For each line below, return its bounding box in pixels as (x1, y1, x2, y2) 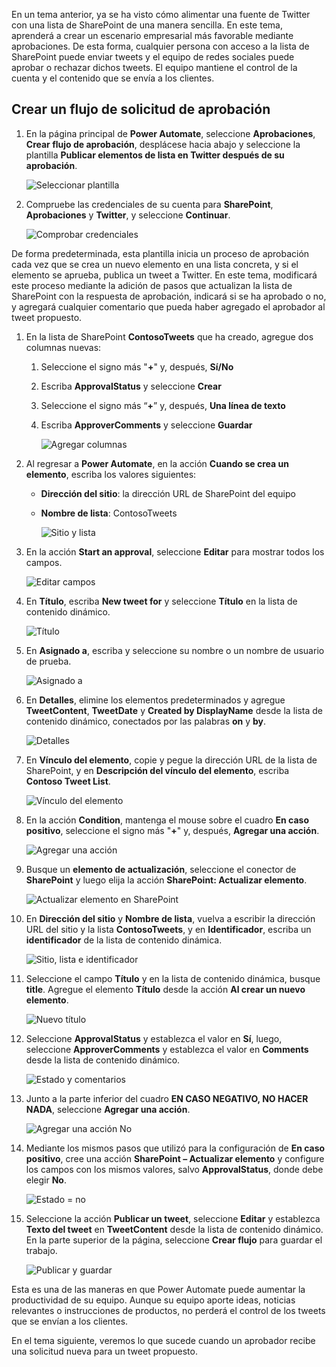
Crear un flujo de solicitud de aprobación (11, 101, 271, 118)
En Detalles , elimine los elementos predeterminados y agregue (25, 694, 286, 706)
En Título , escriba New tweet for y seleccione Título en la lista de (25, 595, 298, 607)
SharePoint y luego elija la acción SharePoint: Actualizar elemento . (25, 874, 308, 886)
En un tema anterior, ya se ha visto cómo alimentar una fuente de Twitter (11, 9, 311, 20)
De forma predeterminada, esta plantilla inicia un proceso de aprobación (11, 247, 310, 259)
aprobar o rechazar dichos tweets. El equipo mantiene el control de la (11, 62, 298, 73)
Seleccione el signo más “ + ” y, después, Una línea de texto (40, 399, 286, 411)
